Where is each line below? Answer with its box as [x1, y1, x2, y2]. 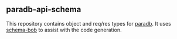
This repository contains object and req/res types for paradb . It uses [6, 20, 172, 27]
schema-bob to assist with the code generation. [6, 26, 122, 33]
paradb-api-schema [6, 5, 81, 15]
